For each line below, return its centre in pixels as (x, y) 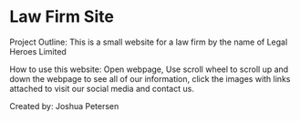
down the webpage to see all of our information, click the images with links (150, 78)
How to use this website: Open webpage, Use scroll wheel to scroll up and (149, 69)
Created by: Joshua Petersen (64, 106)
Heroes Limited (38, 51)
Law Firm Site (62, 17)
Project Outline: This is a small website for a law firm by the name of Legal (149, 42)
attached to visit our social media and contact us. (102, 88)
